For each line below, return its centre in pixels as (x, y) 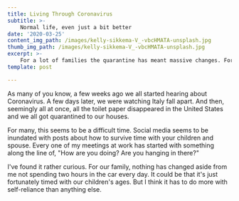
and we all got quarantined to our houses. (68, 116)
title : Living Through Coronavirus (60, 14)
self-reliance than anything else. (54, 189)
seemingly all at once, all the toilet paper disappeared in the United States (116, 108)
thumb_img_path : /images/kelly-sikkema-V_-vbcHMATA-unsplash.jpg (106, 47)
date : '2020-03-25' (36, 34)
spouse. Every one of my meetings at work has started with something (111, 145)
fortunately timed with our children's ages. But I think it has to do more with (117, 182)
